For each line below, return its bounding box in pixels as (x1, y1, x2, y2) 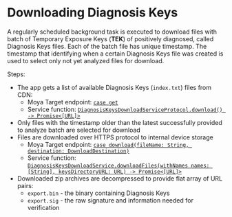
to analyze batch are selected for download (17, 126, 141, 134)
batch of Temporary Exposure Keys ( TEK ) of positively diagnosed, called (7, 34, 214, 43)
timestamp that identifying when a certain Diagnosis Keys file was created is (7, 49, 224, 58)
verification (27, 203, 60, 212)
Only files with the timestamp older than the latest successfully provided (17, 118, 222, 126)
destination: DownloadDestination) (27, 148, 129, 155)
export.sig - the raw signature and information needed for (27, 196, 194, 204)
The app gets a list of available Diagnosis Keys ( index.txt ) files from (17, 83, 212, 91)
